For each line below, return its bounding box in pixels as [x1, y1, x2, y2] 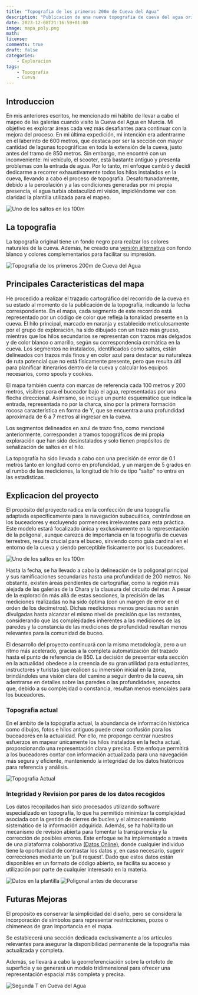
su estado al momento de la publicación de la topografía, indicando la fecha [6, 301, 190, 308]
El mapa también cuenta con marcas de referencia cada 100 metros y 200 [6, 382, 186, 389]
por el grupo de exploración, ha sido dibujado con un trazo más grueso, [6, 326, 180, 333]
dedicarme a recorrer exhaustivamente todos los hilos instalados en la [6, 168, 177, 175]
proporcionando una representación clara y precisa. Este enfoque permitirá [6, 744, 189, 752]
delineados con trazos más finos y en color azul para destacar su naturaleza [6, 351, 192, 358]
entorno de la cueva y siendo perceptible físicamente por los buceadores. [6, 544, 186, 551]
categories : [6, 53, 35, 58]
